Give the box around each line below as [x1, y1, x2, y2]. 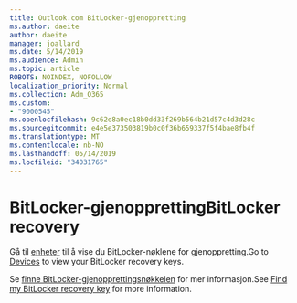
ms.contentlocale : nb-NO [9, 141, 104, 150]
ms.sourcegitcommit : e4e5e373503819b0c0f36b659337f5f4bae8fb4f [9, 124, 256, 133]
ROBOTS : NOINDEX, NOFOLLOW [9, 73, 112, 82]
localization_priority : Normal [9, 81, 129, 90]
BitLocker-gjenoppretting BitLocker [9, 197, 281, 217]
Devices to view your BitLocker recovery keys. [9, 256, 185, 267]
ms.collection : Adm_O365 [9, 89, 104, 99]
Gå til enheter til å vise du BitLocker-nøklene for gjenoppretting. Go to [9, 246, 270, 257]
